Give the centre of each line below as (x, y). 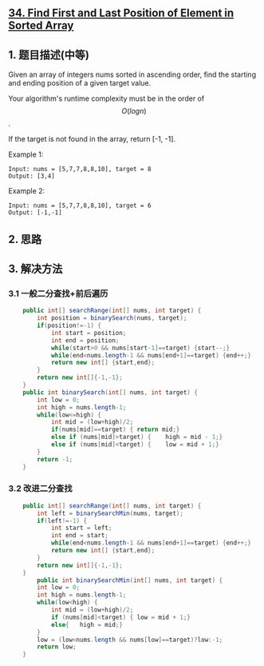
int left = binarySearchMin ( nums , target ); (110, 513)
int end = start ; (80, 536)
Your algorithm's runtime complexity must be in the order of (106, 98)
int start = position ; (89, 333)
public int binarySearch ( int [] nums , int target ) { (110, 392)
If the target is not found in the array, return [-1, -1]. (92, 139)
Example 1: (26, 154)
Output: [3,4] (32, 176)
